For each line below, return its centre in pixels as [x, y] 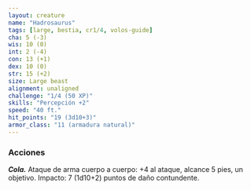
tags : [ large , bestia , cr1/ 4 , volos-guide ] [81, 30]
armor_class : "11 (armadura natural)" [72, 125]
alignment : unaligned [44, 88]
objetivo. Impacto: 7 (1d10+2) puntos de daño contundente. [104, 178]
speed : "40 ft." [35, 111]
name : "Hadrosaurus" [42, 23]
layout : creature [37, 15]
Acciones [27, 152]
